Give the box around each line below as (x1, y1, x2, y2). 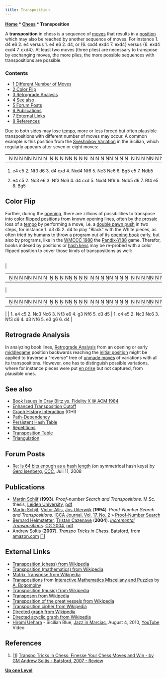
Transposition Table (12, 430, 53, 436)
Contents (5, 69, 28, 76)
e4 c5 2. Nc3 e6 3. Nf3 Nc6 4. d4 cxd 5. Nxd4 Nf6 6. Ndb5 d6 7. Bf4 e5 (12, 177, 159, 183)
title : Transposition (5, 7, 50, 12)
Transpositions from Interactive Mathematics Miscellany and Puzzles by (12, 577, 160, 583)
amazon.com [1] (12, 533, 46, 539)
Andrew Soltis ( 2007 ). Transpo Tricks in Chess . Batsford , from (12, 528, 141, 534)
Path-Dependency (12, 414, 50, 420)
